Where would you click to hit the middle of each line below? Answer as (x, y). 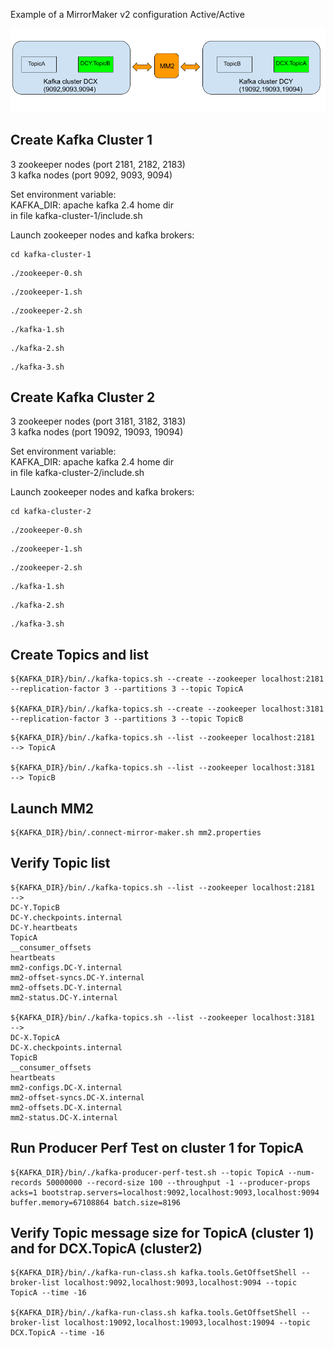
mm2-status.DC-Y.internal (64, 997)
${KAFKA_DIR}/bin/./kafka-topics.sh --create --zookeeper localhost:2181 (167, 679)
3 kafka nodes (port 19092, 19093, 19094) (97, 432)
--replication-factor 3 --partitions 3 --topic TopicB (127, 719)
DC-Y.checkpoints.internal (66, 917)
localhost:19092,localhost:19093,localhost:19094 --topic (187, 1323)
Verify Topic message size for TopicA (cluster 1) (162, 1233)
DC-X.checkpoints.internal (66, 1047)
